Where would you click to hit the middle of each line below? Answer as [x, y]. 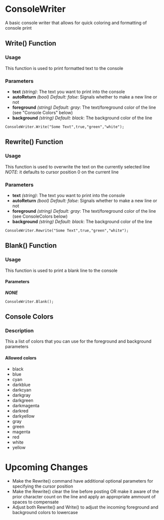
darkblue [21, 385]
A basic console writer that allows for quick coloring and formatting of [76, 23]
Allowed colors [21, 358]
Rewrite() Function [34, 142]
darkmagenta [26, 405]
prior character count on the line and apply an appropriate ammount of [84, 496]
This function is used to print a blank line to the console [61, 270]
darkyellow [23, 416]
